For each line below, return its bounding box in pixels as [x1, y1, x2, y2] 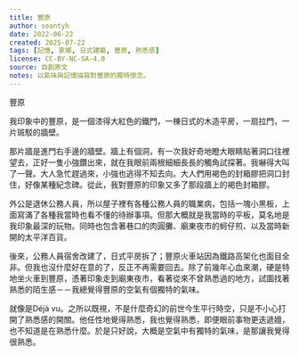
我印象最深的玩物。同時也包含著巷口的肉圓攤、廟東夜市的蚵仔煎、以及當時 [9, 220, 282, 231]
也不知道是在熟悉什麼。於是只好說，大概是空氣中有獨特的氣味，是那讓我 [9, 325, 274, 335]
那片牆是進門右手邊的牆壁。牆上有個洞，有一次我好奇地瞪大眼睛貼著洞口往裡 [9, 145, 290, 156]
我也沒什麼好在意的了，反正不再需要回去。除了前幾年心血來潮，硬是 [32, 261, 282, 272]
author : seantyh [9, 21, 69, 30]
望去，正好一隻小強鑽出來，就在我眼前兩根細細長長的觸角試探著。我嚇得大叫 [9, 157, 290, 168]
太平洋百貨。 [24, 231, 72, 242]
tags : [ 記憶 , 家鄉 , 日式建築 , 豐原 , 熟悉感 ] [9, 46, 160, 55]
